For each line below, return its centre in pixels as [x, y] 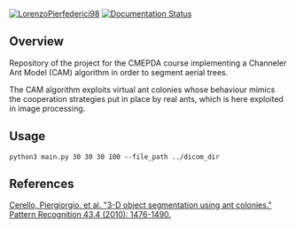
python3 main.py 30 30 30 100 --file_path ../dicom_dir [114, 157]
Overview [37, 41]
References [42, 184]
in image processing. [47, 108]
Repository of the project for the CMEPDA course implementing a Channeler [148, 63]
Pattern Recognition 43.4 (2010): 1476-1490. [90, 215]
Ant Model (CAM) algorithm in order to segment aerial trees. [119, 72]
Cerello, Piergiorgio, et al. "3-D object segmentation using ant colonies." [140, 205]
